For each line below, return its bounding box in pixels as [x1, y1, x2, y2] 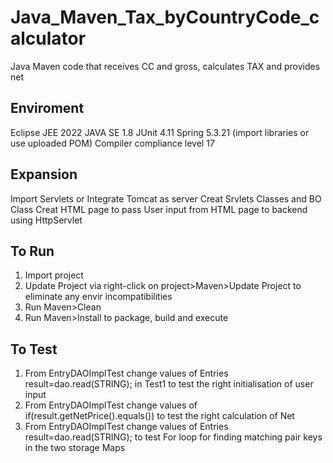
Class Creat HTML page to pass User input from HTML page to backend [10, 203, 308, 215]
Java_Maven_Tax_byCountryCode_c [10, 6, 320, 29]
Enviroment [10, 100, 85, 117]
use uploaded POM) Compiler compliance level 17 [10, 137, 215, 149]
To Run [10, 242, 55, 260]
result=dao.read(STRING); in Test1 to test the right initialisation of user [24, 378, 314, 390]
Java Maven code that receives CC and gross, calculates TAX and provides [10, 60, 321, 72]
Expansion [10, 166, 78, 183]
